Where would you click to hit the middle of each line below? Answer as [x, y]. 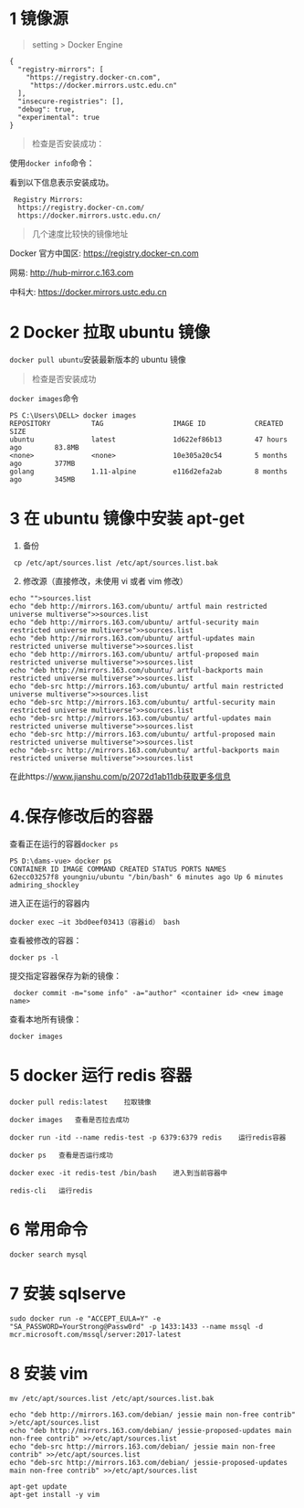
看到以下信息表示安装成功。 [62, 182]
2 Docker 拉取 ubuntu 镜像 [110, 332]
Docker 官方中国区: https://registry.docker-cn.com [104, 253]
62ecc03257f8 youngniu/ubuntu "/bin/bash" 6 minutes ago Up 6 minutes [147, 877]
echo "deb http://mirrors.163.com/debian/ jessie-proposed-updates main [151, 1430]
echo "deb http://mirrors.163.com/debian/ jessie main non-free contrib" [153, 1414]
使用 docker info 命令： [52, 163]
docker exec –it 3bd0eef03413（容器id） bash [95, 922]
